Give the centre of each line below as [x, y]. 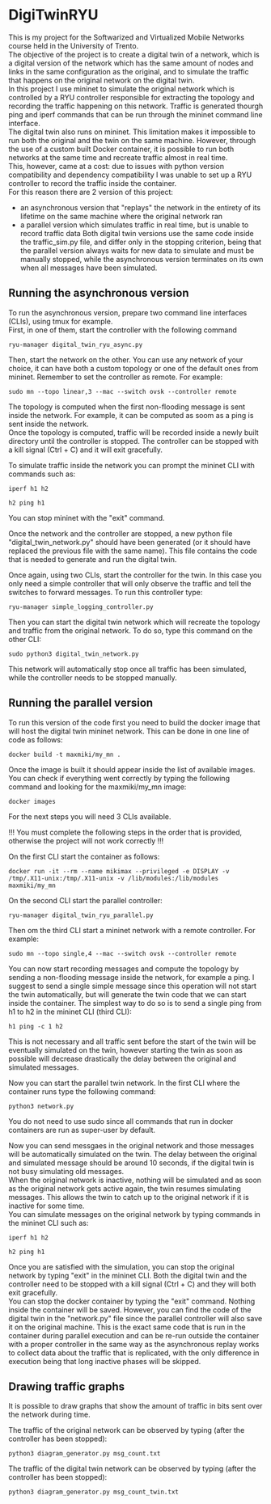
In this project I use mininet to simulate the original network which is [121, 89]
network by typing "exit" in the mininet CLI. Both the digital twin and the [128, 1275]
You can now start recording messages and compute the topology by [124, 969]
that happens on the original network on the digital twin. [102, 80]
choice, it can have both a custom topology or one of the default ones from [133, 368]
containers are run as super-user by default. [82, 1130]
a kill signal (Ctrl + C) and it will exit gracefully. [86, 450]
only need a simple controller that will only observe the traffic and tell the [130, 583]
